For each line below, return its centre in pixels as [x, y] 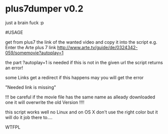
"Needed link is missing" [31, 87]
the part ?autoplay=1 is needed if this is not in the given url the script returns [84, 62]
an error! [14, 68]
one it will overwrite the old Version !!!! [45, 102]
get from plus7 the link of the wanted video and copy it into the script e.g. [81, 42]
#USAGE [14, 32]
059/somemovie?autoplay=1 [34, 53]
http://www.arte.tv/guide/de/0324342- [98, 47]
